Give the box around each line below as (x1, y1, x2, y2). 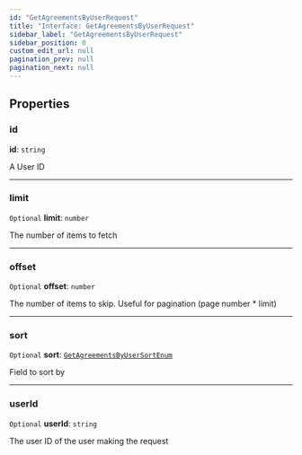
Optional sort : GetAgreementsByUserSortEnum (9, 349, 173, 360)
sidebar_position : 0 (9, 38, 87, 48)
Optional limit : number (9, 212, 90, 223)
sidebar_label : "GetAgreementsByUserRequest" (9, 30, 182, 39)
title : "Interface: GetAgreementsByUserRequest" (9, 22, 195, 31)
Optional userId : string (9, 418, 97, 429)
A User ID (9, 161, 45, 171)
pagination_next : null (9, 64, 94, 73)
